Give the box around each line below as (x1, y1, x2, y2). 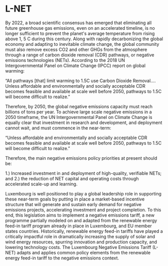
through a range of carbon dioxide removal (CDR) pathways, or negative (5, 51, 154, 58)
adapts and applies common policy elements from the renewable (17, 249, 151, 255)
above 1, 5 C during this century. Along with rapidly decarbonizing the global (5, 36, 163, 42)
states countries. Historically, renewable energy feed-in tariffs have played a (5, 228, 163, 234)
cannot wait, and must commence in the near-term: (5, 124, 111, 131)
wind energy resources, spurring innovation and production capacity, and (5, 239, 157, 245)
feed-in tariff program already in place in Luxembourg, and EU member (5, 223, 152, 229)
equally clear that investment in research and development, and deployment (5, 119, 162, 125)
